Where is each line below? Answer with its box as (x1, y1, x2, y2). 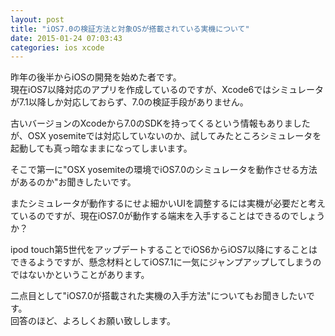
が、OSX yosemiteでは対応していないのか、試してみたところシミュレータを (10, 130, 322, 142)
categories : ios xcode (10, 42, 105, 53)
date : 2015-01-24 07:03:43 (10, 33, 123, 43)
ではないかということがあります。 (10, 269, 150, 281)
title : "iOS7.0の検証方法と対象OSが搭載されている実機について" (10, 24, 250, 34)
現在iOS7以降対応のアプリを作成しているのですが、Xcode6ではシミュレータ (10, 84, 324, 96)
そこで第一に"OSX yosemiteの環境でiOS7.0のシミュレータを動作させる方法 (10, 164, 318, 176)
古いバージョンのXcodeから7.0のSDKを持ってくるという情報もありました (10, 117, 311, 130)
